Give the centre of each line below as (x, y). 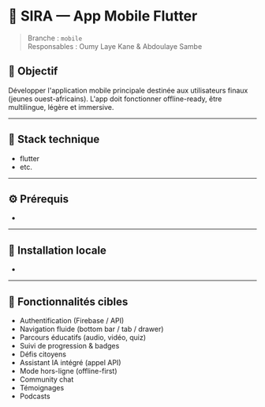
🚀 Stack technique (54, 139)
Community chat (47, 379)
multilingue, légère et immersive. (61, 107)
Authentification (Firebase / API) (72, 320)
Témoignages (42, 388)
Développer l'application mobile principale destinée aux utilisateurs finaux (128, 90)
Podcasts (35, 396)
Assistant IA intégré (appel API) (70, 362)
